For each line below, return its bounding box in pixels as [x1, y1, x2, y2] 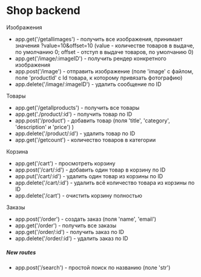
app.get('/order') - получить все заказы [15, 222, 117, 229]
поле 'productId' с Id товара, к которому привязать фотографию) [15, 74, 183, 81]
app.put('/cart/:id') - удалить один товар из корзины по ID [15, 172, 163, 179]
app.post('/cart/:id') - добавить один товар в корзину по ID [15, 166, 166, 173]
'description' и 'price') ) [15, 123, 74, 130]
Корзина [6, 148, 28, 155]
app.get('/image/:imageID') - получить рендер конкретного [15, 55, 166, 62]
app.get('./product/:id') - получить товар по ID [15, 110, 133, 118]
